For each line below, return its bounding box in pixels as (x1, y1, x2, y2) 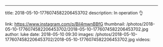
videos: (135, 37, 151, 42)
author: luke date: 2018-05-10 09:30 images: (5, 31, 95, 37)
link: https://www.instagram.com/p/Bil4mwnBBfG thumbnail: (5, 21, 126, 27)
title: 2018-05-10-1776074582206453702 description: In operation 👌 (5, 10, 144, 16)
